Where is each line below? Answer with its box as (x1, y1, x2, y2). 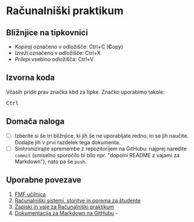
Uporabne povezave (6, 175, 82, 185)
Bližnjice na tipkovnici (6, 28, 88, 38)
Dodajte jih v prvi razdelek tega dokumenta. (14, 138, 121, 145)
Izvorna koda (6, 72, 55, 83)
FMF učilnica (14, 190, 46, 198)
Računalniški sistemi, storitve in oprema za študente (14, 197, 141, 204)
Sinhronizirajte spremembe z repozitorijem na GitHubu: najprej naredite (14, 145, 187, 152)
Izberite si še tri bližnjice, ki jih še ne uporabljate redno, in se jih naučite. (14, 132, 189, 139)
